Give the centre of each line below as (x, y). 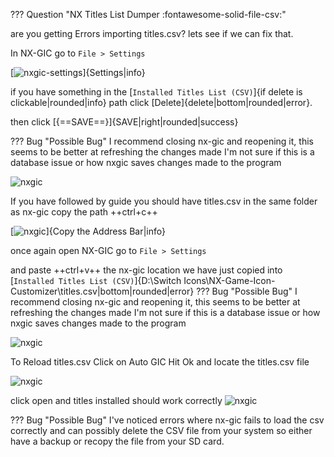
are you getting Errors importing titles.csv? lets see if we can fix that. (152, 33)
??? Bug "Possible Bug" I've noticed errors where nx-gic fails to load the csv (167, 420)
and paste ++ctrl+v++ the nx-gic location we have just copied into (146, 270)
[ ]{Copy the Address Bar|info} (88, 231)
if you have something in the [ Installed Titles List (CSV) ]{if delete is (156, 92)
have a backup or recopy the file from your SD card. (117, 441)
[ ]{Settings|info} (78, 72)
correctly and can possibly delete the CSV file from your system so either (161, 430)
